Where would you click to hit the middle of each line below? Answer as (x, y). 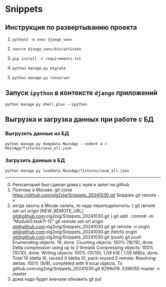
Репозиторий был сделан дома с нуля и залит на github (71, 184)
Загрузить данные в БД (35, 161)
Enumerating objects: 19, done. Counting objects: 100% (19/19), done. (83, 242)
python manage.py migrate (39, 68)
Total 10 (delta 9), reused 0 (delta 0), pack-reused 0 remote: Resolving (84, 258)
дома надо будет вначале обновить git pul (57, 279)
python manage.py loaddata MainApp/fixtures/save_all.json (67, 171)
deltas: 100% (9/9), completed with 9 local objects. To (67, 263)
